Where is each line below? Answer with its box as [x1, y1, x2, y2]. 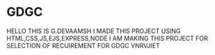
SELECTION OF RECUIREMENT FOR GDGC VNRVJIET [6, 41, 161, 49]
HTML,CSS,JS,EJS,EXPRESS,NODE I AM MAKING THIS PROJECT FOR [6, 34, 208, 42]
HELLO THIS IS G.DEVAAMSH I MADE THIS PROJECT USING [6, 27, 181, 35]
